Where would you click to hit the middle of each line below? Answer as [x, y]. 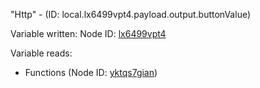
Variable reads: [41, 53]
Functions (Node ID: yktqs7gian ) [91, 72]
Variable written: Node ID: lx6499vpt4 [88, 33]
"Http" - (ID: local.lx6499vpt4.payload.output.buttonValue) [131, 14]
